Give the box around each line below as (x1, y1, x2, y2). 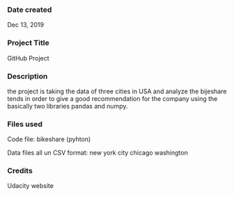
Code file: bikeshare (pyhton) (7, 135, 91, 143)
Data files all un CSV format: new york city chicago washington (7, 148, 188, 157)
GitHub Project (7, 54, 50, 62)
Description (7, 71, 48, 81)
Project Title (7, 38, 50, 48)
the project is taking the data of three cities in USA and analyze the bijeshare (7, 87, 227, 95)
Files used (7, 119, 43, 129)
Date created (7, 5, 52, 15)
